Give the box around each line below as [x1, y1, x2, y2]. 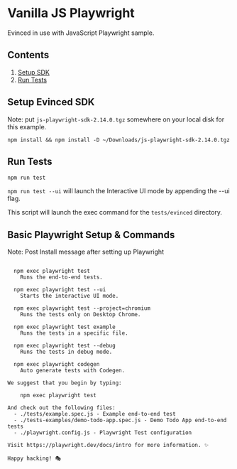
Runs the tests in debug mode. [20, 348, 113, 356]
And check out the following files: [7, 404, 116, 411]
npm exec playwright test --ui [13, 286, 106, 293]
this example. [7, 122, 47, 131]
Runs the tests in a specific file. [20, 330, 129, 337]
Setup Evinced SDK [7, 96, 95, 108]
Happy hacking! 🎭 [7, 455, 62, 463]
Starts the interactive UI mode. [20, 293, 119, 300]
